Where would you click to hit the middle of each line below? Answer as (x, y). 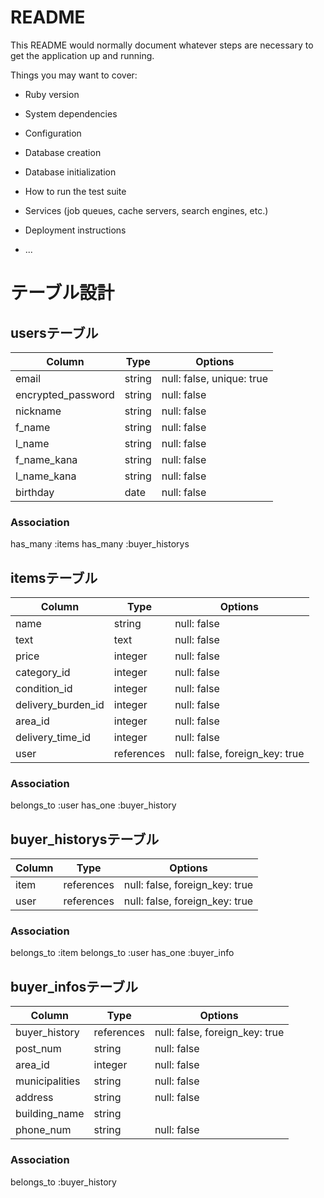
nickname (38, 411)
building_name (50, 1114)
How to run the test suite (75, 191)
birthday (35, 492)
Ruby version (52, 94)
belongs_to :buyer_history (63, 1182)
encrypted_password (65, 394)
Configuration (53, 133)
